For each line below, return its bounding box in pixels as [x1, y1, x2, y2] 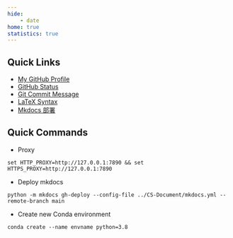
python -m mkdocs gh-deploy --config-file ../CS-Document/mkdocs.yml [7, 191, 217, 198]
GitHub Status [17, 83, 59, 91]
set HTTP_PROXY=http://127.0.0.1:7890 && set [7, 159, 144, 166]
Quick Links [7, 56, 61, 68]
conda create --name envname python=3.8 [7, 223, 129, 230]
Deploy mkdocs [17, 177, 64, 186]
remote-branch [7, 197, 50, 205]
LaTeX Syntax [17, 97, 58, 106]
